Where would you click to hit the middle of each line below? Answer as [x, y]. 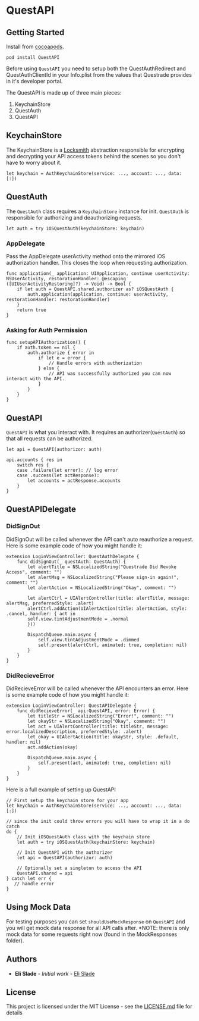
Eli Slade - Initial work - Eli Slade [55, 973]
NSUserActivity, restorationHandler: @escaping [66, 278]
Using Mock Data [39, 907]
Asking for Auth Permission [47, 330]
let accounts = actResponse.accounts [74, 481]
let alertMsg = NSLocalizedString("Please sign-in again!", [103, 577]
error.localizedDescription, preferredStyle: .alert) [74, 732]
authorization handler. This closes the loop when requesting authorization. [97, 262]
